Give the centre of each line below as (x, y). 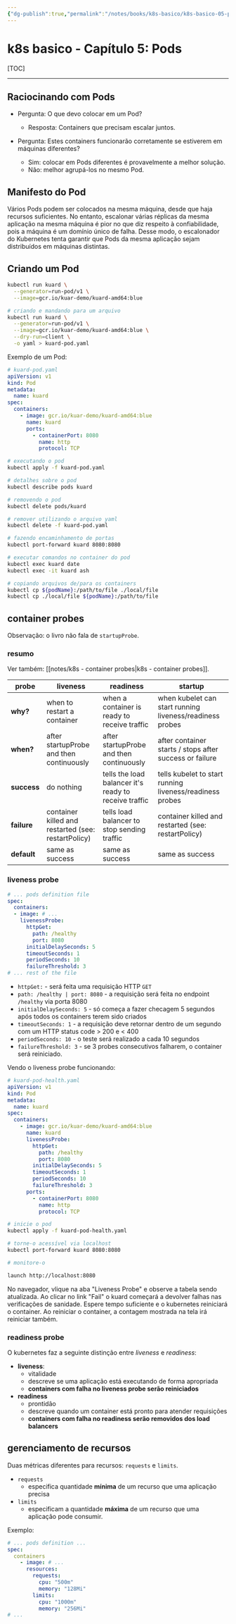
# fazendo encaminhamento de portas (61, 539)
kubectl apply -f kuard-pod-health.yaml (67, 1231)
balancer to (122, 820)
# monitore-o (26, 1262)
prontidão (42, 1403)
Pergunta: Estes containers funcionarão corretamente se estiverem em (120, 141)
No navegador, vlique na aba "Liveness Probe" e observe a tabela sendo (112, 1289)
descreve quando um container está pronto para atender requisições (127, 1411)
